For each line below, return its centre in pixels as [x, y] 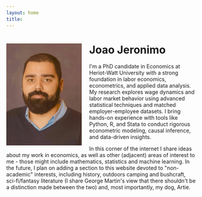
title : [14, 19]
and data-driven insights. [121, 137]
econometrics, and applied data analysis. [140, 86]
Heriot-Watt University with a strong [134, 73]
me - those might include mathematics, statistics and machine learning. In [98, 162]
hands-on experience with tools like [134, 118]
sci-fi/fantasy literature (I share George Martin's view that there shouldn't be [101, 181]
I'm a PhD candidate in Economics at [135, 66]
